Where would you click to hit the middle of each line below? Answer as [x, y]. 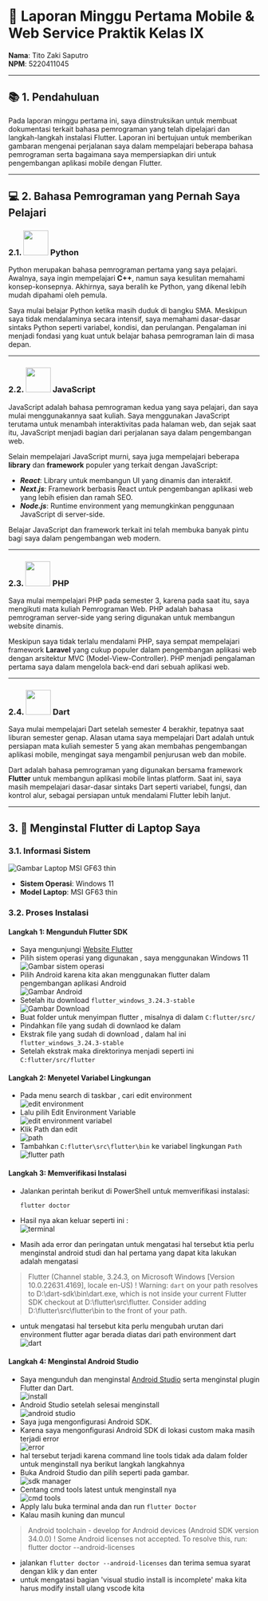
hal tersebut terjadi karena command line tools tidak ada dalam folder [134, 1455]
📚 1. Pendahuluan [54, 98]
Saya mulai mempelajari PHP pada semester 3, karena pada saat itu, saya [129, 600]
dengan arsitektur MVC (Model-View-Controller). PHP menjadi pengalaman [132, 659]
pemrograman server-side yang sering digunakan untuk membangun [122, 618]
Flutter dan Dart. [47, 1387]
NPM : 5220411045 [39, 64]
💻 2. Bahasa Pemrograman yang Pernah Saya [124, 197]
